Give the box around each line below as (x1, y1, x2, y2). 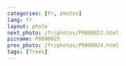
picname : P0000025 (7, 36, 60, 43)
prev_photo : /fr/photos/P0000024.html (7, 42, 119, 49)
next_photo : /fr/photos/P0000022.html (7, 29, 119, 36)
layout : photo (7, 23, 48, 30)
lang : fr (7, 16, 33, 23)
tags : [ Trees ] (7, 49, 48, 56)
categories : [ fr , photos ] (7, 10, 82, 17)
